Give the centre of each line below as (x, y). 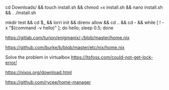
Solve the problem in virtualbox (38, 57)
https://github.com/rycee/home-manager (48, 82)
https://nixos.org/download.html (39, 72)
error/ (11, 62)
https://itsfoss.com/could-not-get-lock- (112, 57)
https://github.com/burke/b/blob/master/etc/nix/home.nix (65, 47)
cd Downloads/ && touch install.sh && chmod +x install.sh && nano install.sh (84, 7)
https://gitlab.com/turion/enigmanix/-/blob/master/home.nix (67, 38)
